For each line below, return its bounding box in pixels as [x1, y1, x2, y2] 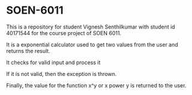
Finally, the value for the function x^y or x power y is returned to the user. [6, 81, 187, 89]
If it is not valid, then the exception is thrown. [6, 70, 117, 77]
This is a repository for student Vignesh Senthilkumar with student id [6, 23, 175, 30]
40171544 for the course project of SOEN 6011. [6, 29, 121, 36]
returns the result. [6, 47, 51, 54]
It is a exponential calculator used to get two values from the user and [6, 41, 178, 48]
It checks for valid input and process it [6, 59, 100, 66]
